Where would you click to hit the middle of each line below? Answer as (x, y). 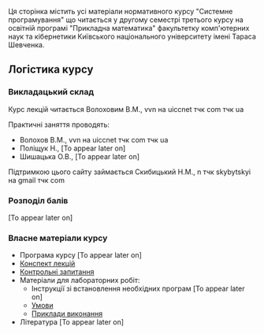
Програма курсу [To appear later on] (80, 255)
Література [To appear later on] (72, 322)
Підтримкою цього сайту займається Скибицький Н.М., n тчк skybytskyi (129, 172)
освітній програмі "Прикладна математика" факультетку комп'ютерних (129, 28)
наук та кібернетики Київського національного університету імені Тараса (132, 36)
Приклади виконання (67, 314)
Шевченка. (26, 45)
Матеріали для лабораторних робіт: (80, 280)
